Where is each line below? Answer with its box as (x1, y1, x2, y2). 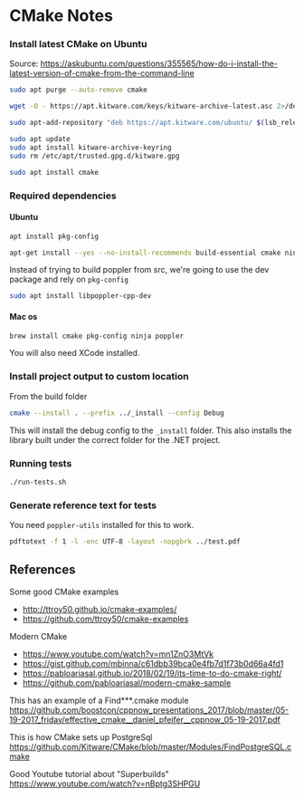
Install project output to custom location (9, 370, 189, 383)
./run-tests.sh (9, 477, 67, 486)
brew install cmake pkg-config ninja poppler (9, 332, 184, 341)
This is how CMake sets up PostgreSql (9, 731, 153, 743)
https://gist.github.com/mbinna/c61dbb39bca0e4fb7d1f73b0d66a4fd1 (22, 658, 284, 668)
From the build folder (9, 390, 88, 401)
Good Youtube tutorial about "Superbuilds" (9, 768, 169, 779)
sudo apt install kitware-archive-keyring (9, 142, 172, 152)
